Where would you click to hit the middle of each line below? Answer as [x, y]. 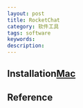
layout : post [26, 13]
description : [26, 46]
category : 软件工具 [33, 26]
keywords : [21, 39]
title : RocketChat [34, 20]
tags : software [29, 33]
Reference [30, 97]
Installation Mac [41, 74]
